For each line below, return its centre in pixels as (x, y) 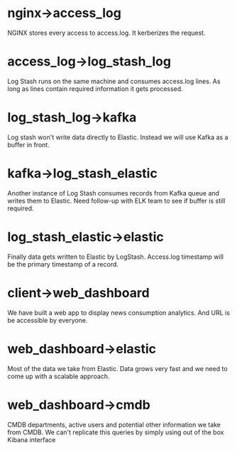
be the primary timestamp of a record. (63, 264)
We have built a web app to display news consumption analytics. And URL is (119, 312)
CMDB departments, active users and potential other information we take (114, 424)
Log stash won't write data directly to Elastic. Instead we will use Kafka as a (118, 137)
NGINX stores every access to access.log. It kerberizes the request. (106, 33)
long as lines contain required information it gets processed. (95, 89)
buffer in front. (28, 144)
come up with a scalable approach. (59, 376)
